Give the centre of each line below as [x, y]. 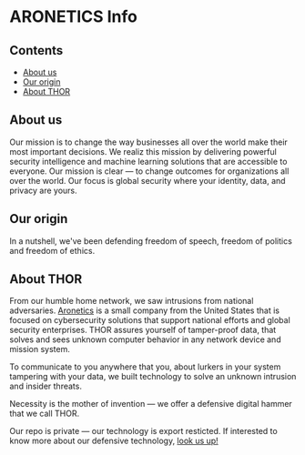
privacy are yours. [43, 190]
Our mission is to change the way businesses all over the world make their [149, 142]
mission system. [40, 349]
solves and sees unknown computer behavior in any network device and [145, 339]
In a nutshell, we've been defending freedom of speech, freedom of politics [151, 241]
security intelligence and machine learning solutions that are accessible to [148, 161]
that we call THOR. [45, 414]
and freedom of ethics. [52, 250]
